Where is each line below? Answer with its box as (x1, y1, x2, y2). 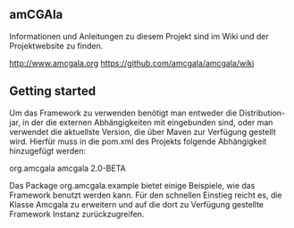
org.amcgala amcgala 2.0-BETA (9, 163, 127, 173)
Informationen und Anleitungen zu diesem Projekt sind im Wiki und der (9, 30, 270, 41)
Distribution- (239, 107, 286, 118)
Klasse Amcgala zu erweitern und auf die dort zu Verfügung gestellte (9, 198, 265, 209)
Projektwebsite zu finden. (9, 40, 104, 51)
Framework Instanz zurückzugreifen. (9, 208, 145, 219)
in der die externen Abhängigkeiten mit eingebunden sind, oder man (21, 116, 273, 128)
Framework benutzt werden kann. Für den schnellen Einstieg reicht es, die (9, 190, 283, 200)
